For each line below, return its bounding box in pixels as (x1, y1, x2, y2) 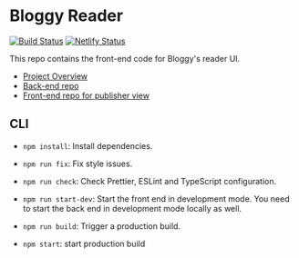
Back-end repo (22, 80, 79, 91)
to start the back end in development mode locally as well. (22, 203, 242, 213)
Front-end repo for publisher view (22, 90, 150, 101)
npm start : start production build (22, 238, 146, 249)
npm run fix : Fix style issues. (22, 158, 133, 169)
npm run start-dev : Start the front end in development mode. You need (22, 193, 290, 204)
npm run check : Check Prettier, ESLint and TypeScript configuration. (22, 175, 277, 186)
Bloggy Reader (9, 5, 124, 26)
